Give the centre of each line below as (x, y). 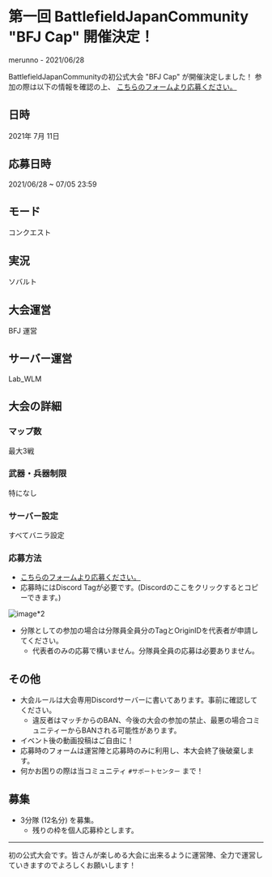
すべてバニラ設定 (36, 535)
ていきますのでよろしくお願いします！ (72, 866)
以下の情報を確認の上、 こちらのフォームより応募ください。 (136, 87)
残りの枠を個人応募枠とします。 (85, 830)
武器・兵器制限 (38, 474)
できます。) (44, 598)
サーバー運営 (40, 359)
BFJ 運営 (23, 331)
